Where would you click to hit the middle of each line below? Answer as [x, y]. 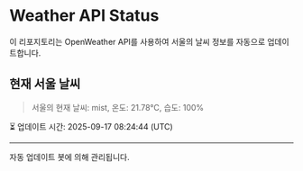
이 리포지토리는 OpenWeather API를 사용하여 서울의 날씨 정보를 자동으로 [138, 41]
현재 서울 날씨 [45, 84]
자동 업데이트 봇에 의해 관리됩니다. [69, 157]
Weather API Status [84, 16]
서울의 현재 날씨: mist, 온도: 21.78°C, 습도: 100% [118, 107]
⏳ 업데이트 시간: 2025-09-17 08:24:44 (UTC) [91, 126]
